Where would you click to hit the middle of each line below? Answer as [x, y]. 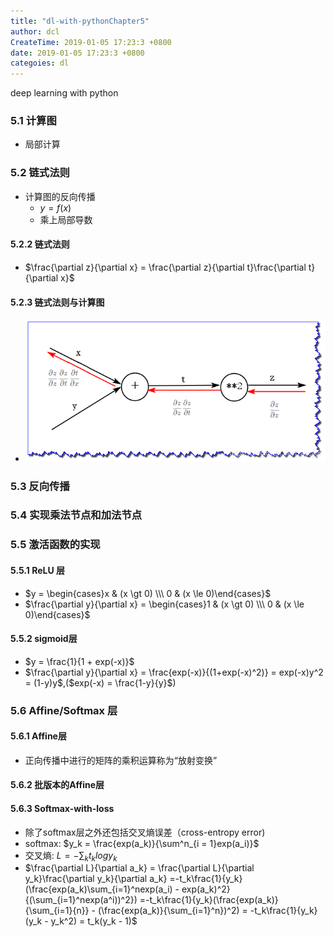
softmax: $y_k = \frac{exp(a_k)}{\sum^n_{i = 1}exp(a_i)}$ [142, 843]
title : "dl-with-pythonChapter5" [80, 21]
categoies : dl [40, 63]
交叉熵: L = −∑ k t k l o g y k [71, 856]
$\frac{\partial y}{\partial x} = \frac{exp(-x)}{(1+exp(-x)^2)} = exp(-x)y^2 [174, 672]
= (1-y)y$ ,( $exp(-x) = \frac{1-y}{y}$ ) [100, 682]
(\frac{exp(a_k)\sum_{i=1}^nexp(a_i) [98, 889]
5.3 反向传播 [40, 486]
